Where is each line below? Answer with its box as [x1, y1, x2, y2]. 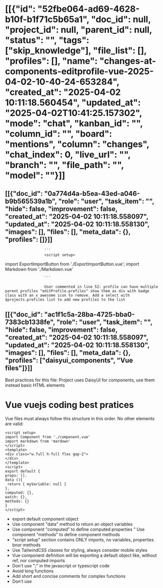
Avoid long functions [12, 568, 54, 574]
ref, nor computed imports [12, 557, 65, 564]
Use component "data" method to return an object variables [12, 521, 133, 527]
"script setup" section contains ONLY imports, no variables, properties [12, 537, 154, 542]
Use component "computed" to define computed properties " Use [12, 526, 145, 532]
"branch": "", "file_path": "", [5, 160, 124, 171]
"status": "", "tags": [5, 35, 89, 46]
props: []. [5, 473, 27, 478]
